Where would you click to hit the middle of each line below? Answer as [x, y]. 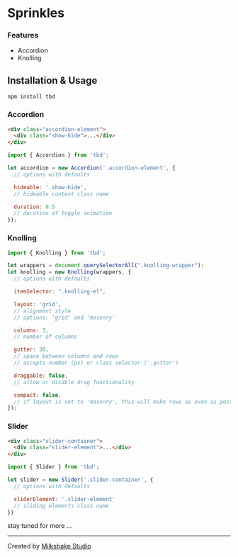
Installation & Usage [52, 80]
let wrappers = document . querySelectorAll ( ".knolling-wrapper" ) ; [106, 266]
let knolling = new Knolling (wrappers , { [69, 272]
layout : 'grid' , [38, 304]
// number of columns [46, 337]
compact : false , [38, 395]
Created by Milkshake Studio [49, 546]
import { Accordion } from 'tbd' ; [58, 155]
